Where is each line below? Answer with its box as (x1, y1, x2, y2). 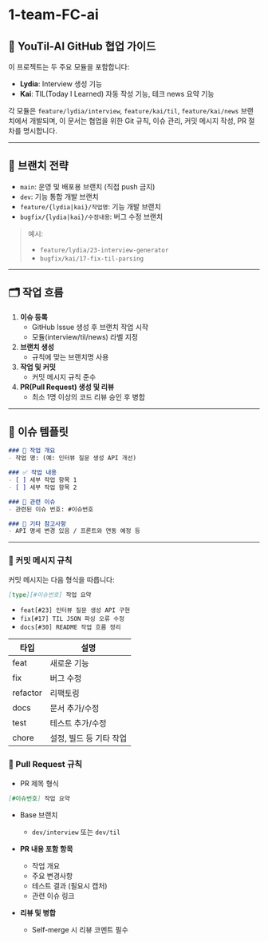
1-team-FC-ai (8, 6, 100, 24)
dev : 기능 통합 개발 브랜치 (19, 192, 99, 201)
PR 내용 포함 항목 (19, 844, 73, 853)
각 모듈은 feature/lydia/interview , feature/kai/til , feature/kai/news (8, 106, 239, 115)
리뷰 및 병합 (19, 908, 56, 917)
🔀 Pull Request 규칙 (8, 759, 82, 770)
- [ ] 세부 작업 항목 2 (8, 483, 77, 491)
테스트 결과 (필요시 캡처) (31, 880, 108, 890)
